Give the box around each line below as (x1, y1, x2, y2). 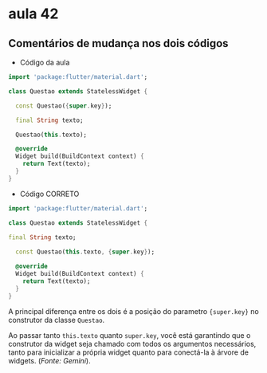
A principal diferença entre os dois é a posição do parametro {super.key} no (8, 306, 259, 316)
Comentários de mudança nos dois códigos (8, 37, 229, 50)
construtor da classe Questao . (8, 315, 105, 324)
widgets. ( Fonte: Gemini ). (8, 355, 91, 365)
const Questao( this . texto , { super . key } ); (15, 248, 155, 256)
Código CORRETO (19, 189, 80, 198)
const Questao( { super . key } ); (15, 101, 112, 110)
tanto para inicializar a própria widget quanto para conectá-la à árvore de (8, 347, 249, 357)
